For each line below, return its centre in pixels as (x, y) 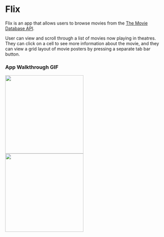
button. (12, 54)
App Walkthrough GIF (32, 67)
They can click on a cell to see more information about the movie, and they (82, 43)
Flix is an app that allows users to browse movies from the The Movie (76, 23)
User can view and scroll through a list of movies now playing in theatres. (80, 38)
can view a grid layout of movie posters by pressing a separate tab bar (78, 49)
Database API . (20, 28)
